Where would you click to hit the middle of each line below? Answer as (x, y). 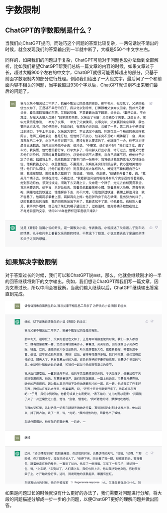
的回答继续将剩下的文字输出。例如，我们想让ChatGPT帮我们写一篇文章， (80, 281)
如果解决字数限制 (31, 262)
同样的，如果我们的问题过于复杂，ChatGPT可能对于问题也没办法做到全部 (80, 60)
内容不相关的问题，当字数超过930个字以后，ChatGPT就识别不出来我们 (82, 85)
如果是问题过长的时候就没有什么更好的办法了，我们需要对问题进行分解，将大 (83, 493)
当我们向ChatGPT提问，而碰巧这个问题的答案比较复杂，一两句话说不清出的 (82, 43)
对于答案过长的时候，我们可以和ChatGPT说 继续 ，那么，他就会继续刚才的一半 (83, 275)
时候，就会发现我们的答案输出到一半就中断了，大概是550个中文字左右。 (79, 49)
